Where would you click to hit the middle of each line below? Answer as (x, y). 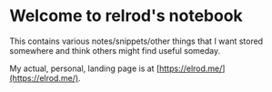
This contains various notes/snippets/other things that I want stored (136, 41)
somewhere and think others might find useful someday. (115, 50)
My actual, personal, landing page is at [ (85, 68)
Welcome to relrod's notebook (126, 16)
